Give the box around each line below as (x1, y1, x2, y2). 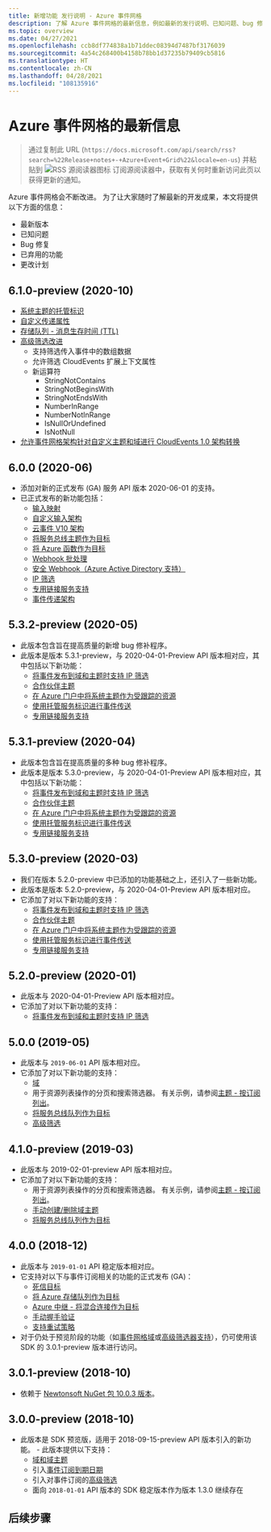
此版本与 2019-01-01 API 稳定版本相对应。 (19, 1261, 159, 1271)
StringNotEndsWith (44, 393, 108, 403)
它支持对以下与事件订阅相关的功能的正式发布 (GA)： (19, 1271, 194, 1281)
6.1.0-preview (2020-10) (8, 283, 134, 297)
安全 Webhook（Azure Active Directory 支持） (31, 564, 186, 574)
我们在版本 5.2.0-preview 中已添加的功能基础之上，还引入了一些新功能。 (19, 874, 262, 884)
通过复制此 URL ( (27, 144, 85, 154)
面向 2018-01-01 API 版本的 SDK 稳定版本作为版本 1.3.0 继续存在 (31, 1485, 244, 1495)
